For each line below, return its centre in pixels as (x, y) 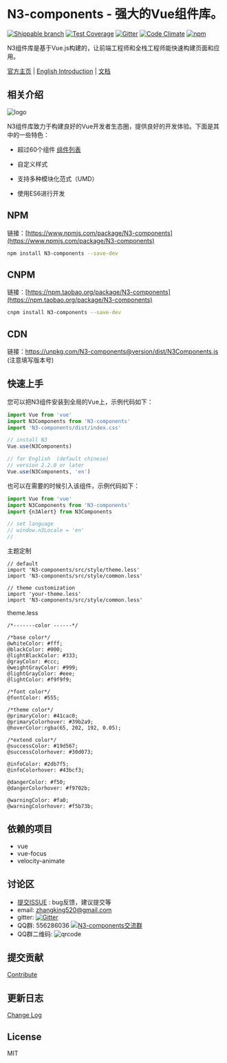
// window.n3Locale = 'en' (46, 530)
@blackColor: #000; (35, 650)
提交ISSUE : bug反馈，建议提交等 (64, 902)
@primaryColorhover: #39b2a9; (51, 722)
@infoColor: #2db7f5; (38, 764)
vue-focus (32, 853)
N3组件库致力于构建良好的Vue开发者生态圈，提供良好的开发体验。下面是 (110, 126)
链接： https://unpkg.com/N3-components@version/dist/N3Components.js (113, 351)
